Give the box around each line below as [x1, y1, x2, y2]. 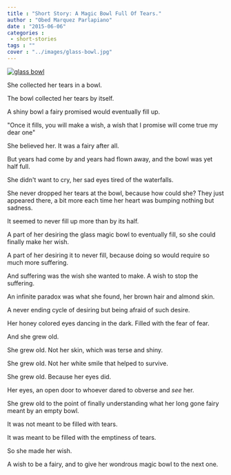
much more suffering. [7, 258, 69, 266]
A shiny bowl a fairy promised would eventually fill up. [7, 108, 161, 116]
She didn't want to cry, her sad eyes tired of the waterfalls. [7, 175, 174, 183]
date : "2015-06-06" [7, 23, 67, 30]
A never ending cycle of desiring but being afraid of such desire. [7, 305, 190, 314]
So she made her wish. [7, 446, 72, 455]
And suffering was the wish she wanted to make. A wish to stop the [7, 272, 199, 280]
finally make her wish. [7, 237, 70, 245]
